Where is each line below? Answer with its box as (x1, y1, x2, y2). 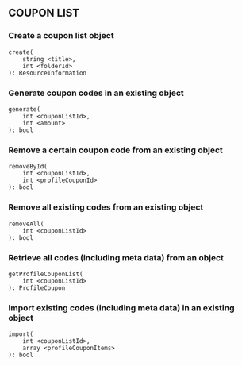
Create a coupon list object (8, 30, 114, 41)
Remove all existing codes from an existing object (8, 202, 204, 213)
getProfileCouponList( (8, 270, 83, 278)
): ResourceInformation (8, 69, 87, 77)
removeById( (8, 163, 48, 171)
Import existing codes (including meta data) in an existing (8, 302, 235, 313)
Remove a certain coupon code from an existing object (8, 144, 224, 156)
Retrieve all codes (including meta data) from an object (8, 252, 225, 263)
